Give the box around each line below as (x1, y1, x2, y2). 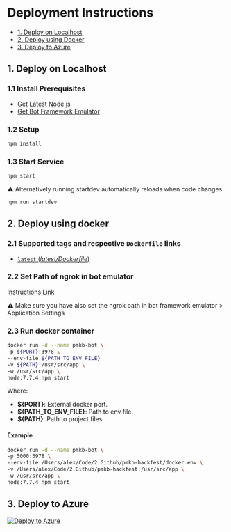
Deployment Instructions (7, 5, 154, 21)
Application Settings (7, 308, 65, 317)
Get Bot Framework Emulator (17, 107, 101, 116)
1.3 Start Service (7, 157, 65, 166)
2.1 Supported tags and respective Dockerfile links (7, 239, 182, 249)
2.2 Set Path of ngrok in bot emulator (7, 272, 134, 281)
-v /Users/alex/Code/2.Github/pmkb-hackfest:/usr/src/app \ (7, 466, 185, 473)
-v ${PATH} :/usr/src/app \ (7, 361, 85, 368)
